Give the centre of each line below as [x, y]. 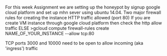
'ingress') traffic [22, 48]
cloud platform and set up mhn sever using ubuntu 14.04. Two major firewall [83, 12]
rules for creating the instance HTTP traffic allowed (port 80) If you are [78, 18]
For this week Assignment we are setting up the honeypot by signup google [83, 7]
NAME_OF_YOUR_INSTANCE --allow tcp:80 [50, 33]
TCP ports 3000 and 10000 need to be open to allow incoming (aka [74, 43]
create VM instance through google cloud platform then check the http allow [83, 23]
